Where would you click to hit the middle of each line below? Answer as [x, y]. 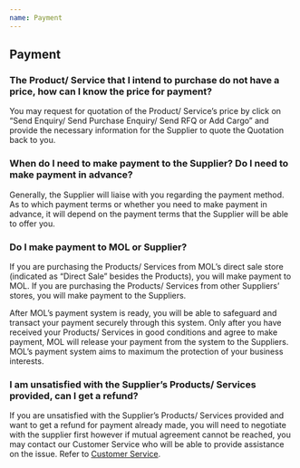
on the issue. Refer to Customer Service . [85, 454]
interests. [27, 361]
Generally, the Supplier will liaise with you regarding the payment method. [147, 195]
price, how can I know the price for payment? [111, 91]
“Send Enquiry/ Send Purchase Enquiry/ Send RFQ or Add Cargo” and [139, 121]
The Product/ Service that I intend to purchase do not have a [145, 80]
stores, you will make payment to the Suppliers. [98, 295]
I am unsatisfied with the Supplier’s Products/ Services [133, 384]
